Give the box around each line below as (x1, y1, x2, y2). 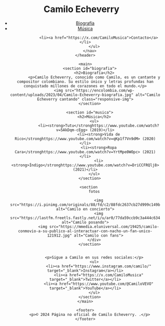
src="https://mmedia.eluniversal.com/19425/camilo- (49, 224, 159, 229)
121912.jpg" (47, 233, 72, 238)
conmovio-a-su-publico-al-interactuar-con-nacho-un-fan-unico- (18, 229, 152, 234)
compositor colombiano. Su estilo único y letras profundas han (16, 79, 154, 84)
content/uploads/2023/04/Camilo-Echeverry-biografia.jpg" (10, 92, 133, 97)
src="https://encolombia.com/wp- (64, 88, 135, 93)
